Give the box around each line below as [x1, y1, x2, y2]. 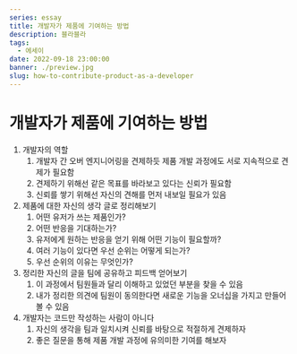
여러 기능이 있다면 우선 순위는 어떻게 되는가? [35, 245, 191, 255]
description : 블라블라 [9, 30, 87, 39]
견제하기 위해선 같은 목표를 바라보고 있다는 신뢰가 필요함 [35, 177, 233, 188]
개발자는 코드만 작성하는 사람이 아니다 [21, 312, 155, 323]
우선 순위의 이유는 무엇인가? [35, 256, 134, 267]
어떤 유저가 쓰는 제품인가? [35, 212, 127, 222]
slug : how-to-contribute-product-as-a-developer [9, 72, 194, 81]
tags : [9, 38, 30, 47]
